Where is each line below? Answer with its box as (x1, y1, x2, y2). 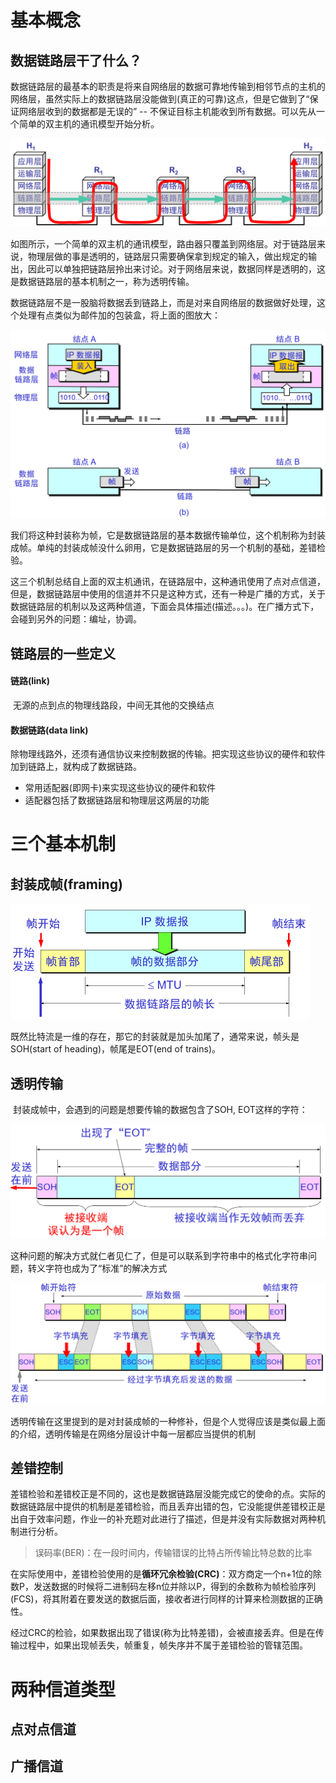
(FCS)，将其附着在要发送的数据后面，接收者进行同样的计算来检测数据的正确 (10, 1593, 323, 1605)
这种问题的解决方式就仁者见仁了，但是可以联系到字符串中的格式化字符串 (10, 1249, 308, 1261)
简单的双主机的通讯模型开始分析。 (18, 118, 160, 130)
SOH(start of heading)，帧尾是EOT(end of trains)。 (10, 1043, 221, 1055)
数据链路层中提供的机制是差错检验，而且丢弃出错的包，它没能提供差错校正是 (10, 1501, 326, 1513)
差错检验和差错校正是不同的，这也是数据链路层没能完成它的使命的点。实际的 (10, 1488, 326, 1500)
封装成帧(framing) (10, 876, 123, 893)
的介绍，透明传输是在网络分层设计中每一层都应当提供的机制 (10, 1427, 256, 1440)
